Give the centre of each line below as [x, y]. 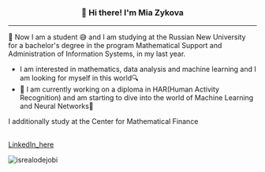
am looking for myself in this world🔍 [79, 78]
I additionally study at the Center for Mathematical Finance [103, 122]
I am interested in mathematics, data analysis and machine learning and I [138, 69]
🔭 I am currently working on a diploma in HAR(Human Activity [119, 89]
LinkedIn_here [31, 144]
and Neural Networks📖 [56, 107]
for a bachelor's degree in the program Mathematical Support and [115, 46]
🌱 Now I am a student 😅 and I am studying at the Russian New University [127, 37]
